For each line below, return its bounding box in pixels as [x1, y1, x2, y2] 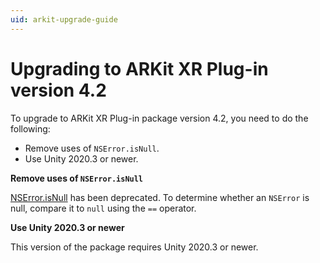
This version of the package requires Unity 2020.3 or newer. [10, 241, 259, 253]
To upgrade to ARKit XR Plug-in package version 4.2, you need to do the [10, 112, 309, 124]
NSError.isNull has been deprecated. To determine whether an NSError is [10, 191, 310, 203]
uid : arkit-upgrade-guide [10, 14, 118, 25]
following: [10, 122, 51, 135]
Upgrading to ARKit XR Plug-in [10, 57, 269, 80]
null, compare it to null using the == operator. [10, 202, 197, 214]
